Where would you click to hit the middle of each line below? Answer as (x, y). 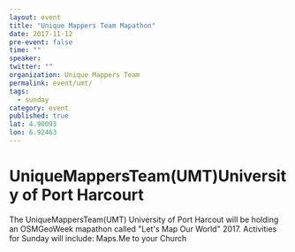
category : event (39, 108)
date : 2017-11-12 (41, 34)
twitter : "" (31, 67)
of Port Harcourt (83, 195)
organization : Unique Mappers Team (75, 75)
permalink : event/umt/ (51, 83)
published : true (39, 116)
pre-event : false (41, 42)
